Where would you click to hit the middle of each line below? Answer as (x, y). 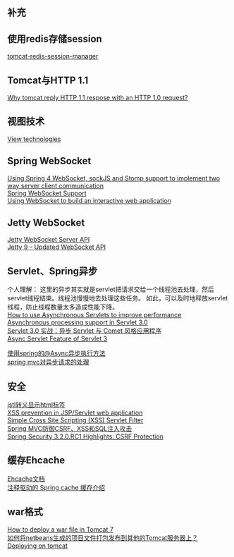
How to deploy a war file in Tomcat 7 (61, 529)
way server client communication (56, 185)
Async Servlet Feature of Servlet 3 (57, 339)
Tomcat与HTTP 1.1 (48, 80)
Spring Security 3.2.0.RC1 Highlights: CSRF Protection (86, 436)
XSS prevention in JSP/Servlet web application (75, 413)
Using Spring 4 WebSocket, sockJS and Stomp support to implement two (114, 178)
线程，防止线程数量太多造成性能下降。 (63, 307)
